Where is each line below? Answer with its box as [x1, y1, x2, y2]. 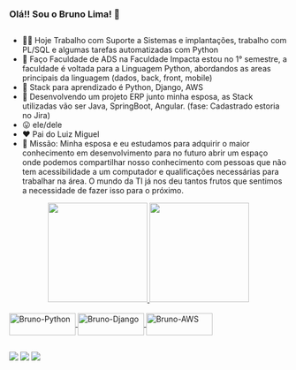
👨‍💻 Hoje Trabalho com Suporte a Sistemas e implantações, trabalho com [21, 35, 287, 46]
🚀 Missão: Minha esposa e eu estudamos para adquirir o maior [21, 139, 250, 149]
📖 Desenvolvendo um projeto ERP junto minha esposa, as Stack [21, 92, 254, 102]
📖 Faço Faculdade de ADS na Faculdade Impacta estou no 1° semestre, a [21, 54, 287, 64]
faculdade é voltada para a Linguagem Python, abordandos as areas [21, 64, 271, 74]
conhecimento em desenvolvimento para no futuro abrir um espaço [21, 147, 269, 158]
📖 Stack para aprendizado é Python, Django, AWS [21, 82, 203, 93]
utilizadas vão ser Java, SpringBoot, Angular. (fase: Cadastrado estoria [21, 101, 280, 111]
